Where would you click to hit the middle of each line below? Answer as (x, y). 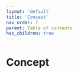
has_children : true (30, 33)
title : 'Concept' (27, 17)
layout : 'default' (29, 11)
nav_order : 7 (22, 22)
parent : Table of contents (39, 28)
